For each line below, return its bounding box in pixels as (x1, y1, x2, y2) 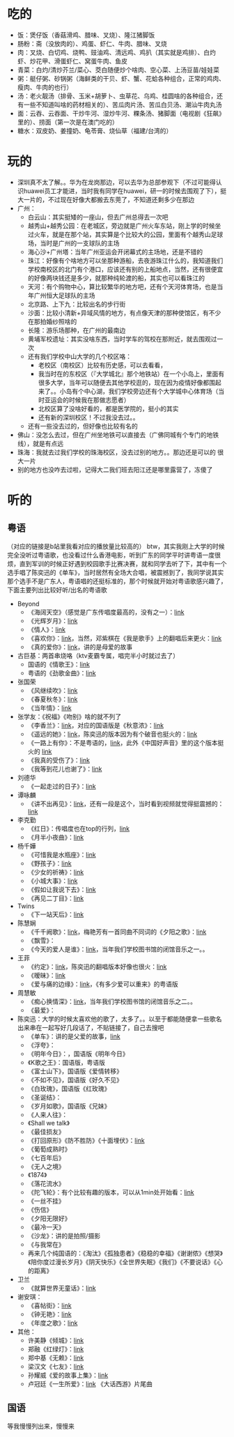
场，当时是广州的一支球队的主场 (27, 238, 120, 247)
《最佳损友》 (27, 1127, 65, 1136)
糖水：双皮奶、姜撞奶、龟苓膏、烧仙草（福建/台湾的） (17, 126, 173, 135)
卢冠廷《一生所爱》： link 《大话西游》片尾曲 (27, 1379, 153, 1388)
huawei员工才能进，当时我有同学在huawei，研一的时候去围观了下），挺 (23, 186, 227, 195)
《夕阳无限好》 (27, 1214, 71, 1222)
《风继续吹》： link (27, 686, 78, 694)
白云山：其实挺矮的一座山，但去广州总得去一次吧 (27, 213, 169, 221)
